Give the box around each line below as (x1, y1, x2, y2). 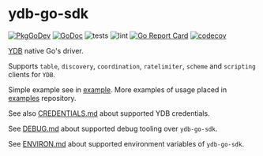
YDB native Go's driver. (8, 46, 85, 55)
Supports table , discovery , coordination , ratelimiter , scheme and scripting (8, 61, 256, 71)
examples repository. (8, 93, 77, 102)
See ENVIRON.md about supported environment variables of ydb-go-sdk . (8, 139, 245, 148)
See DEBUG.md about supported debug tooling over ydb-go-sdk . (8, 124, 218, 133)
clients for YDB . (8, 69, 55, 79)
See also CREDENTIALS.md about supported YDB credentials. (8, 108, 211, 118)
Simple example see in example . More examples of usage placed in (8, 84, 227, 95)
